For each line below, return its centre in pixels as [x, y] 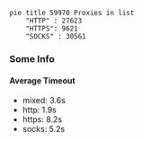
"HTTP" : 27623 [54, 21]
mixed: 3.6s [44, 101]
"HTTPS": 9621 [52, 29]
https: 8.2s [42, 119]
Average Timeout [42, 80]
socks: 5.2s [44, 129]
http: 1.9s [39, 110]
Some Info [32, 58]
